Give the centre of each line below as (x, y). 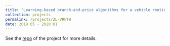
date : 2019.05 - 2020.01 (31, 24)
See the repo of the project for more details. (51, 38)
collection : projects (28, 15)
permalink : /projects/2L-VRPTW (38, 19)
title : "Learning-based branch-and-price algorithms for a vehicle (78, 10)
